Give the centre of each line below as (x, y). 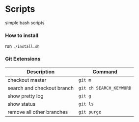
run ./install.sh (22, 46)
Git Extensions (23, 59)
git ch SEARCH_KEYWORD (105, 88)
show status (22, 104)
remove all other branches (38, 112)
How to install (22, 35)
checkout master (27, 80)
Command (105, 71)
